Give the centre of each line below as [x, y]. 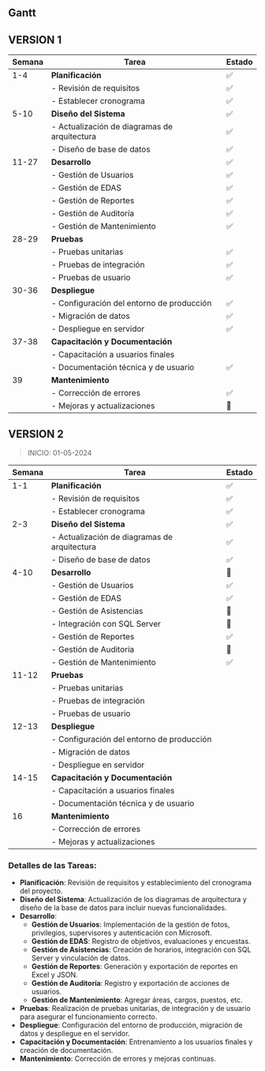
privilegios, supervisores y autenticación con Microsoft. [121, 933]
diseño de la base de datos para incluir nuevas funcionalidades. [123, 908]
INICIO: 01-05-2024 [60, 453]
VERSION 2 [36, 434]
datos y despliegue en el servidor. [75, 1034]
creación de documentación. [66, 1050]
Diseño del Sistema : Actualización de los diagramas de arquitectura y [133, 900]
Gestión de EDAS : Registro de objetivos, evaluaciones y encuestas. [141, 942]
